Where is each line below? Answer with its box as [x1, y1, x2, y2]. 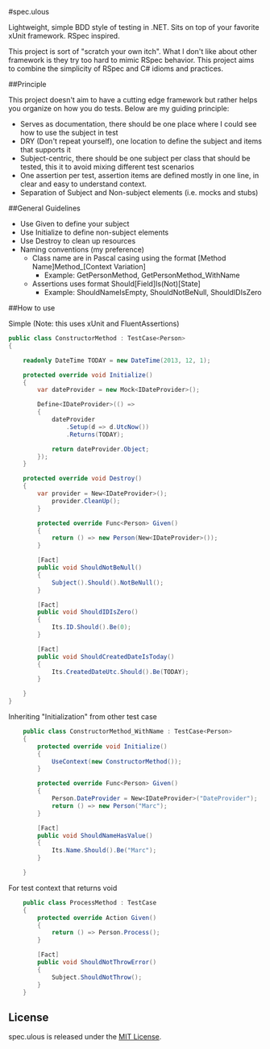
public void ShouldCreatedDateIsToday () [37, 652, 175, 660]
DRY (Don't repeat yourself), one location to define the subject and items [19, 136, 262, 146]
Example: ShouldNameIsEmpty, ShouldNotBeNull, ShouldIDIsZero [44, 288, 262, 297]
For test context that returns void [8, 883, 118, 893]
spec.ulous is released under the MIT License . [8, 1032, 162, 1042]
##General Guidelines [8, 203, 81, 213]
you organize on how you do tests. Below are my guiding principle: [8, 104, 230, 113]
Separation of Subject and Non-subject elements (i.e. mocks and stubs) [19, 188, 259, 197]
